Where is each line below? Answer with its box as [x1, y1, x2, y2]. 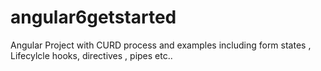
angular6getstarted [10, 6, 177, 29]
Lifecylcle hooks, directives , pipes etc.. [10, 49, 173, 61]
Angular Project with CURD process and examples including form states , [10, 39, 312, 51]
